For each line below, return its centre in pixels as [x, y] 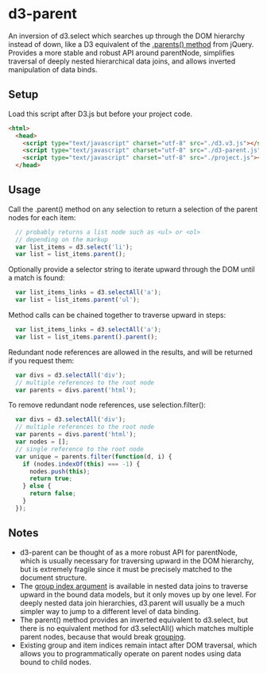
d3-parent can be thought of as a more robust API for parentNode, [129, 552]
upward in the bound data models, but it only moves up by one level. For [138, 594]
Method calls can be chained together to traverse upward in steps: [117, 315]
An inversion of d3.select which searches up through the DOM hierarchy [126, 36]
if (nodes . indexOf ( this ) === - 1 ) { [81, 464]
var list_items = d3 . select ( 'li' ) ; [74, 247]
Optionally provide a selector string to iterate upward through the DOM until [132, 269]
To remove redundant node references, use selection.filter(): [107, 405]
